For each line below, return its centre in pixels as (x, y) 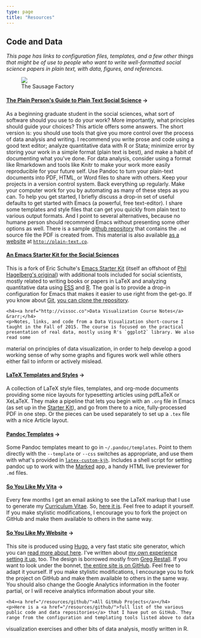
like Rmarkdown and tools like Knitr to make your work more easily (88, 164)
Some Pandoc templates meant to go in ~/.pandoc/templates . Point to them (99, 447)
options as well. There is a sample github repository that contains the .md (96, 228)
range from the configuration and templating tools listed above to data (100, 618)
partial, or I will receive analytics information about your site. (81, 591)
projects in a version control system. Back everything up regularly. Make (95, 184)
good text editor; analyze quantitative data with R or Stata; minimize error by (100, 145)
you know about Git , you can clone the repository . (68, 300)
